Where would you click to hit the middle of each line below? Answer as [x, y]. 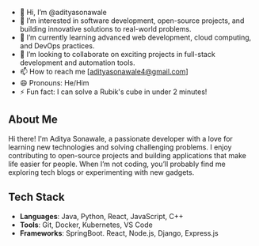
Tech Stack [36, 197]
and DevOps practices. [57, 46]
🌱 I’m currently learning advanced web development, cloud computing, [135, 37]
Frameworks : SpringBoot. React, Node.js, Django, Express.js [119, 233]
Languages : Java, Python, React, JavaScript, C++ [101, 216]
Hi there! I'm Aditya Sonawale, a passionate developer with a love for [121, 138]
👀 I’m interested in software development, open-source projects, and [132, 21]
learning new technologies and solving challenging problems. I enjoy [120, 147]
